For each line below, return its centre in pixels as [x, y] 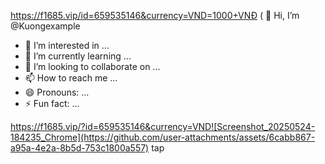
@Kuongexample [45, 26]
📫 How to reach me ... [71, 78]
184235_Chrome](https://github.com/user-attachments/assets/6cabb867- [163, 137]
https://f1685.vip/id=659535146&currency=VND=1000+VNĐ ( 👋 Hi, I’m [155, 15]
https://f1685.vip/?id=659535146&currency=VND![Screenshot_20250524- [163, 126]
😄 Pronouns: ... [57, 92]
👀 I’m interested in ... [67, 45]
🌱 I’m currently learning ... [78, 56]
